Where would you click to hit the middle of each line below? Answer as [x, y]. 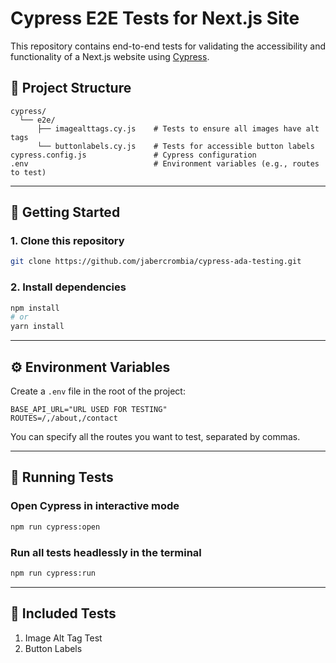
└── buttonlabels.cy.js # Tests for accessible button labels [175, 146]
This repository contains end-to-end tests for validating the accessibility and [168, 46]
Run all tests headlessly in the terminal [106, 552]
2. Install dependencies [68, 287]
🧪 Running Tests [62, 477]
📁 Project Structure [71, 88]
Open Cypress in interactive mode [95, 506]
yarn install [37, 327]
